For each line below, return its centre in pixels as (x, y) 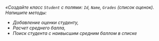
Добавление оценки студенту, (45, 23)
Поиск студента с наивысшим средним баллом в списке (75, 33)
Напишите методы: (26, 13)
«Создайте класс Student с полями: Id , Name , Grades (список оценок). (80, 7)
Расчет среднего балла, (39, 28)
